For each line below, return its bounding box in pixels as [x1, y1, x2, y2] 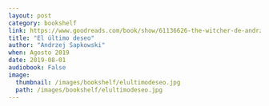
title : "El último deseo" [8, 33, 94, 42]
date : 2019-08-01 [8, 57, 66, 65]
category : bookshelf [8, 19, 78, 27]
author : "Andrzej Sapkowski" [8, 41, 106, 49]
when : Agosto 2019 [8, 49, 70, 57]
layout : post [8, 11, 52, 20]
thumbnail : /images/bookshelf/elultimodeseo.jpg [15, 78, 181, 86]
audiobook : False [8, 64, 66, 72]
